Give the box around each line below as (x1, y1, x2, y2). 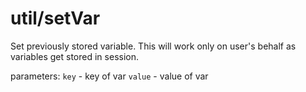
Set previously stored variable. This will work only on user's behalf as (10, 40, 297, 52)
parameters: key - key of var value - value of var (10, 70, 209, 82)
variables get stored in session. (10, 50, 139, 62)
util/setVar (10, 7, 101, 30)
